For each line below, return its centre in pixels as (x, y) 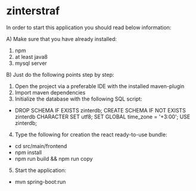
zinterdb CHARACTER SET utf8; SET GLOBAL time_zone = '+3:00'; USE (102, 117)
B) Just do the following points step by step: (60, 74)
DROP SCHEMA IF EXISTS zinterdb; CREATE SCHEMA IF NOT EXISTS (100, 110)
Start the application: (41, 170)
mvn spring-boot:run (40, 181)
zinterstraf (33, 11)
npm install (28, 152)
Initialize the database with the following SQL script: (78, 99)
